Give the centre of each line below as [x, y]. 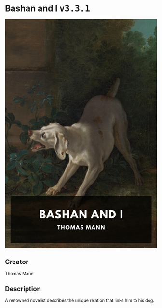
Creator [17, 262]
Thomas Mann [19, 274]
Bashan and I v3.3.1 [47, 8]
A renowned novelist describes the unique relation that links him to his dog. [80, 300]
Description [23, 289]
